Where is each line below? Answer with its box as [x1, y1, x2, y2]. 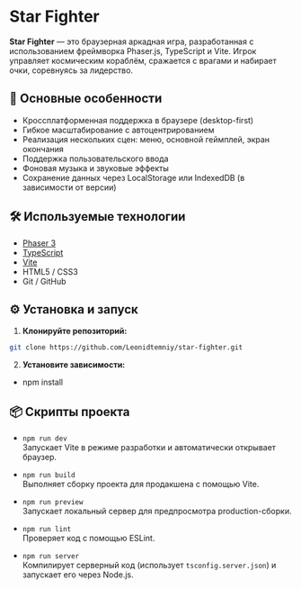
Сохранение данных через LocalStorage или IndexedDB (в [22, 172, 245, 183]
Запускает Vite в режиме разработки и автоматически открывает [22, 442, 277, 453]
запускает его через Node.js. [22, 569, 134, 580]
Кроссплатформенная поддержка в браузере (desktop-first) [22, 114, 254, 125]
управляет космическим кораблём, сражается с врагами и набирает [9, 55, 277, 66]
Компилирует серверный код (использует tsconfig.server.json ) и [22, 560, 277, 571]
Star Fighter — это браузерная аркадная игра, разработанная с [9, 36, 254, 47]
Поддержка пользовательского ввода [22, 153, 169, 164]
